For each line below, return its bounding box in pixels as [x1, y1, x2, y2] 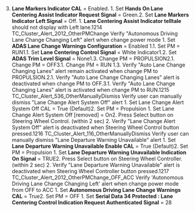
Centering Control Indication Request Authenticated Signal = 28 [11, 199, 172, 206]
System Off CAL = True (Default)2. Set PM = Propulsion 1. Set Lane [11, 105, 175, 112]
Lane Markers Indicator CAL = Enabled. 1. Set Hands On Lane [11, 5, 163, 12]
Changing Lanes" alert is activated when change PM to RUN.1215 [11, 87, 170, 93]
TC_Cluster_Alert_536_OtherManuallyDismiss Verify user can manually [11, 92, 182, 100]
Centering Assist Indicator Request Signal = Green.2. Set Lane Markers [11, 11, 189, 18]
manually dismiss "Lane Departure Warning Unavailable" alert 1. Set [11, 137, 176, 143]
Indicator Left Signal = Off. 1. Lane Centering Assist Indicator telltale [11, 18, 181, 24]
